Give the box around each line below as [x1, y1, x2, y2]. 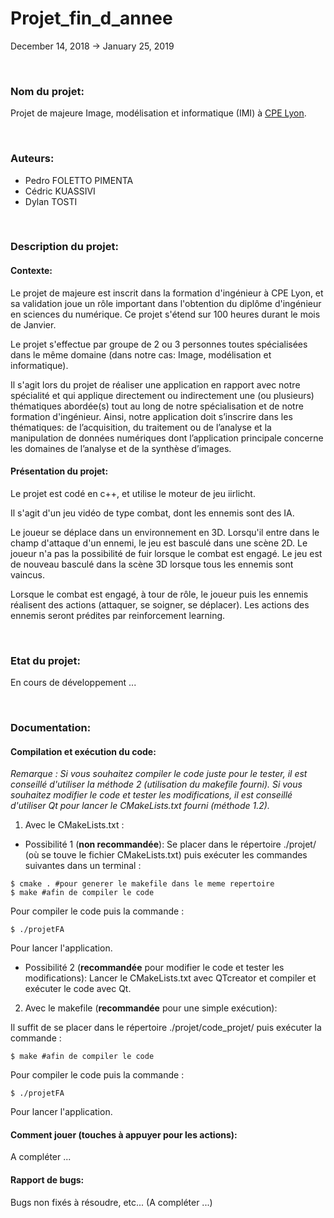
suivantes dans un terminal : [24, 860, 142, 872]
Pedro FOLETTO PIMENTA [24, 174, 134, 186]
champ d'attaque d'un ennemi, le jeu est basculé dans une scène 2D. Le [10, 537, 308, 549]
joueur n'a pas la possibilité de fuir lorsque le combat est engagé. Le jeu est [10, 547, 323, 559]
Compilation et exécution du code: [10, 745, 157, 757]
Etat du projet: [10, 653, 81, 667]
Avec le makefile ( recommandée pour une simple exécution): [24, 1002, 278, 1014]
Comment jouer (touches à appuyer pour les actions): [10, 1128, 238, 1141]
